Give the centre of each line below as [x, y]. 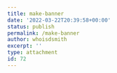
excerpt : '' [25, 46]
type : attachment [33, 53]
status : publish [31, 26]
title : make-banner [36, 14]
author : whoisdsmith [37, 40]
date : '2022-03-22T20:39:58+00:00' [59, 20]
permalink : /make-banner [43, 33]
